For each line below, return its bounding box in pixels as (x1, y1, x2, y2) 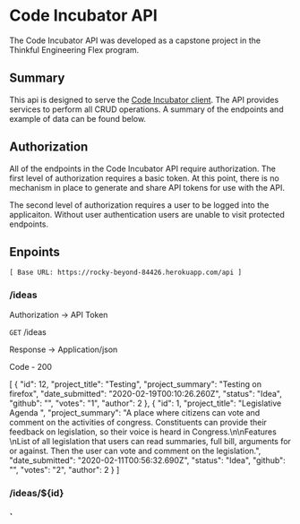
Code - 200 (9, 361, 52, 372)
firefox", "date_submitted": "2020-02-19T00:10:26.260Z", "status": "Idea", (9, 388, 282, 399)
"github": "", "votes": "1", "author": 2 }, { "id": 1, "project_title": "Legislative (9, 398, 282, 408)
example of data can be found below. (9, 113, 146, 124)
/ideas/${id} (9, 486, 64, 499)
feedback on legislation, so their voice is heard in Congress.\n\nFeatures (9, 426, 278, 437)
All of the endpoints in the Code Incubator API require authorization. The (9, 163, 276, 174)
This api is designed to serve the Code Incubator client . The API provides (9, 94, 279, 105)
